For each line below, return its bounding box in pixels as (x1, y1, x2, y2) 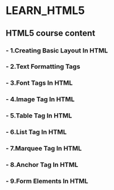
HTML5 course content (5, 28, 96, 38)
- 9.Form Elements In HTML (5, 177, 89, 185)
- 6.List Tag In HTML (5, 128, 67, 136)
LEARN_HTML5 (5, 4, 85, 18)
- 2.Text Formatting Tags (5, 62, 80, 71)
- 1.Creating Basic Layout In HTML (5, 46, 108, 55)
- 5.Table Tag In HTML (5, 111, 73, 120)
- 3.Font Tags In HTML (5, 79, 73, 87)
